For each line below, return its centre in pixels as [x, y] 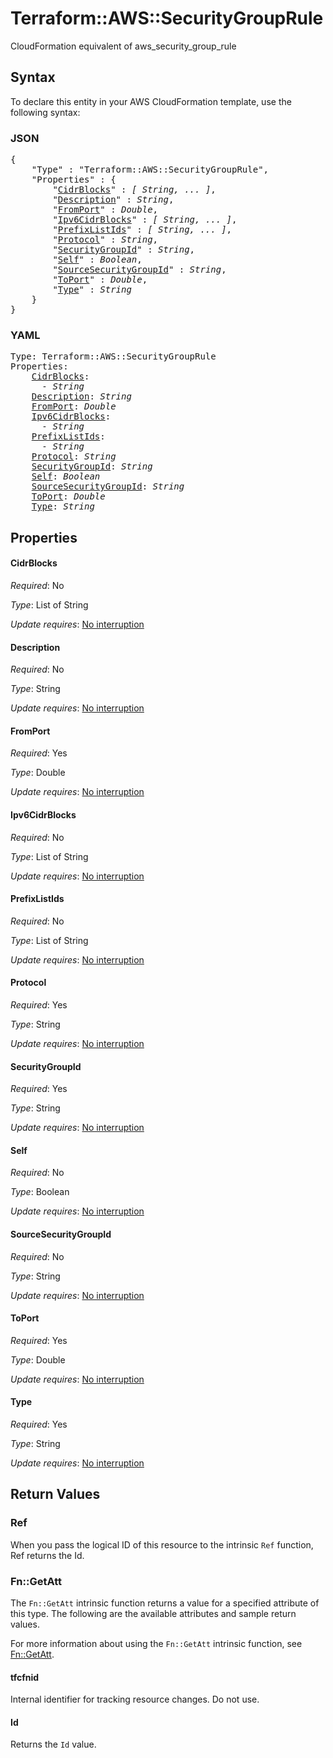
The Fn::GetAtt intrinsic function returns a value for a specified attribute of [165, 1603]
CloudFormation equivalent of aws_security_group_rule [123, 46]
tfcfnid [25, 1677]
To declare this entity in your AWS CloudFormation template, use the [151, 101]
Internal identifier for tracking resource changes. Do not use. [135, 1699]
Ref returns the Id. [47, 1555]
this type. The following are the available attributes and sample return [153, 1613]
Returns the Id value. [53, 1744]
